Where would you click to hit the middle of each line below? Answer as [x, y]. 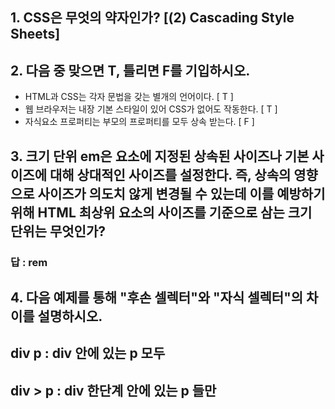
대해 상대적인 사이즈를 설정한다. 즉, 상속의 [170, 174]
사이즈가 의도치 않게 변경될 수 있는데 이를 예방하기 [181, 193]
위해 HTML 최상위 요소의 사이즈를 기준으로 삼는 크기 [161, 212]
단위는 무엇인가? [58, 231]
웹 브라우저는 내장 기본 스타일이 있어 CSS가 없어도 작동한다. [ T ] [151, 109]
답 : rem [29, 262]
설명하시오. [70, 316]
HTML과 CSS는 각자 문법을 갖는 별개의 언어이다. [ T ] [129, 97]
